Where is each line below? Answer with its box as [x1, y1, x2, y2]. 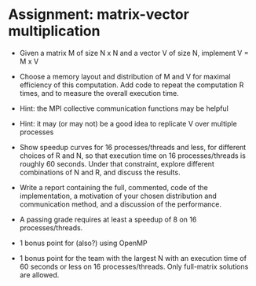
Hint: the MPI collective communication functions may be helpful [19, 104, 229, 113]
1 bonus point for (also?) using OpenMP [19, 238, 148, 247]
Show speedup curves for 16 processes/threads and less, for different [19, 142, 247, 152]
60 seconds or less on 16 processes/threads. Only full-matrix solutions [19, 262, 249, 271]
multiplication [8, 22, 101, 40]
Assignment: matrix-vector [8, 5, 190, 24]
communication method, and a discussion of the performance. [19, 199, 222, 209]
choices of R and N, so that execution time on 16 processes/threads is [19, 151, 246, 160]
